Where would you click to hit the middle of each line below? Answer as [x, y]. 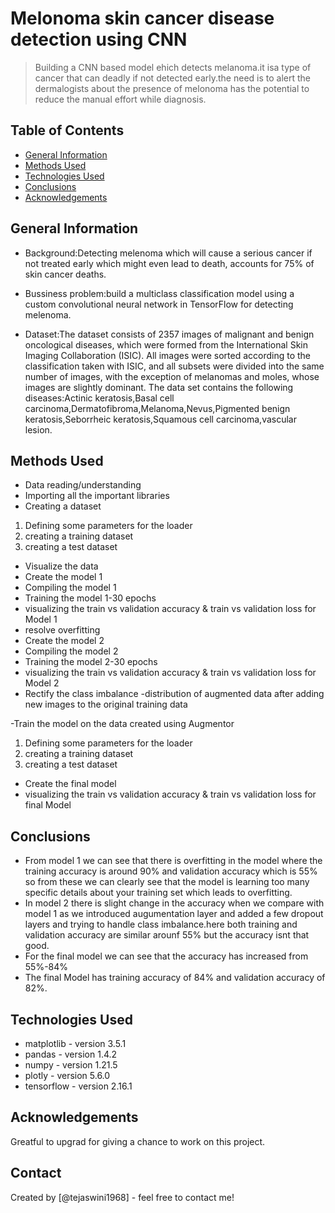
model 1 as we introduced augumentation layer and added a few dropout [174, 914]
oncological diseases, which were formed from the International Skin [166, 344]
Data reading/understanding [83, 485]
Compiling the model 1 [70, 588]
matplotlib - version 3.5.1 [75, 1043]
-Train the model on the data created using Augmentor [122, 724]
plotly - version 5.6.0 [67, 1075]
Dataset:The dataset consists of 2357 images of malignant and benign [169, 334]
